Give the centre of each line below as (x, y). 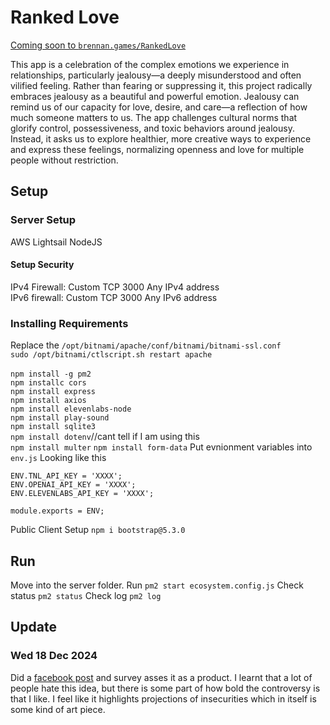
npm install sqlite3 (53, 427)
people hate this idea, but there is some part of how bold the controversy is (165, 688)
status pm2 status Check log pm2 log (86, 595)
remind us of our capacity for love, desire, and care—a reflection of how (159, 107)
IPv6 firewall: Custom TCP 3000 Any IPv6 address (114, 297)
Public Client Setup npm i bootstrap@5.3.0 (98, 530)
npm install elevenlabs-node (71, 409)
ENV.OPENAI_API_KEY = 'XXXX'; (73, 485)
